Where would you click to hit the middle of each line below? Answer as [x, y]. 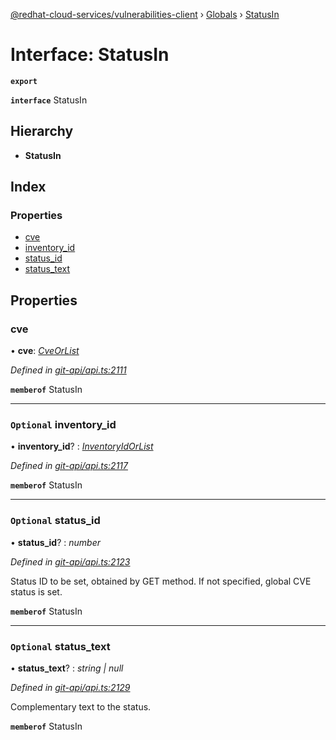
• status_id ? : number [55, 542]
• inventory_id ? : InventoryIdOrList [82, 446]
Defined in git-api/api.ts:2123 [70, 561]
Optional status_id [55, 521]
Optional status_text [60, 646]
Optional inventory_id [63, 425]
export [24, 81]
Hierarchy [42, 131]
